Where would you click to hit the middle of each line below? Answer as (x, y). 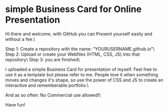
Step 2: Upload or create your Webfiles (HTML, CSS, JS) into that (72, 54)
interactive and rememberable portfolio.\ (47, 85)
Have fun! (15, 104)
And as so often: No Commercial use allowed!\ (53, 95)
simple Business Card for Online (73, 9)
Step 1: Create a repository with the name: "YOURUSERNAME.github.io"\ (80, 49)
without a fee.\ (20, 39)
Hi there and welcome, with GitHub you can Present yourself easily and (79, 34)
